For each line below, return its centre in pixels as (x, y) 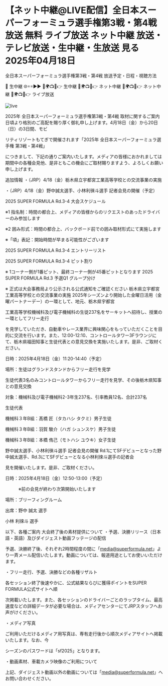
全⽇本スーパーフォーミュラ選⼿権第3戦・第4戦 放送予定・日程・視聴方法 (81, 76)
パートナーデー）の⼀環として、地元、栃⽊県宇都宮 (62, 301)
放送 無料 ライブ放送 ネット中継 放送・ (84, 36)
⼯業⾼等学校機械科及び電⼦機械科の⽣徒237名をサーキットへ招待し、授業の (84, 312)
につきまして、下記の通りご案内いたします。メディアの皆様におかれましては (83, 156)
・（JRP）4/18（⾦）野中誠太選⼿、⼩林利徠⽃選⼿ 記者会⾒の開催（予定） (81, 190)
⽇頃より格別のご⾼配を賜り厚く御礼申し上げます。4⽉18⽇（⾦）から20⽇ (82, 122)
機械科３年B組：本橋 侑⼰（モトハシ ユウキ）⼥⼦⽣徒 (61, 440)
